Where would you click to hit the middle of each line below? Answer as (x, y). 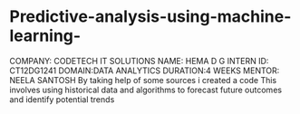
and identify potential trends (62, 99)
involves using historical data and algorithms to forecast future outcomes (146, 90)
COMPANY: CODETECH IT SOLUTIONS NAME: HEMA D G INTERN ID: (139, 61)
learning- (45, 36)
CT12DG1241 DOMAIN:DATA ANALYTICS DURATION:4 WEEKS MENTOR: (145, 71)
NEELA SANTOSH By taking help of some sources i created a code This (143, 80)
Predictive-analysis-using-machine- (150, 17)
